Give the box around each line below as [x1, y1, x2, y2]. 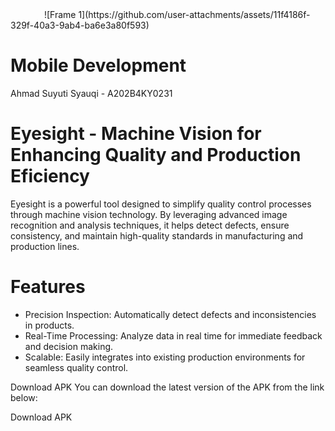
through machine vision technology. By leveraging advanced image [10, 208, 288, 220]
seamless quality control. [24, 361, 129, 373]
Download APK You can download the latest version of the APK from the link [10, 381, 325, 393]
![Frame [43, 9, 77, 20]
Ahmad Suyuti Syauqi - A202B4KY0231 [10, 87, 173, 99]
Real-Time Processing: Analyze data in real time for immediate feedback [24, 329, 323, 342]
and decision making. [24, 340, 114, 352]
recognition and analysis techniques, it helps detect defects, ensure [10, 219, 290, 231]
